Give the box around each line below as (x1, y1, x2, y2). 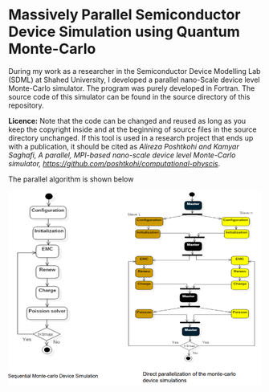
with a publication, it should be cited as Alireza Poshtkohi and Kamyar (8, 141, 239, 151)
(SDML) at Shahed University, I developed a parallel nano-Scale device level (8, 75, 260, 84)
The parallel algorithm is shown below (8, 174, 134, 184)
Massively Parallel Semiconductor (8, 6, 241, 24)
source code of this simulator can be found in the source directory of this (8, 92, 251, 101)
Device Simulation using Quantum (8, 22, 240, 41)
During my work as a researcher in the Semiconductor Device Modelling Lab (8, 66, 261, 76)
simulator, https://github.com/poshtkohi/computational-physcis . (8, 158, 221, 168)
